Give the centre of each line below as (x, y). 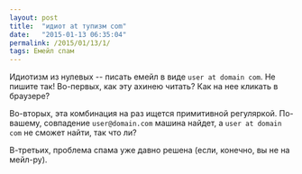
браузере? (30, 96)
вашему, (26, 124)
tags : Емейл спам (42, 51)
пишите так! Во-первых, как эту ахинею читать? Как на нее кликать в (144, 87)
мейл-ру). (28, 160)
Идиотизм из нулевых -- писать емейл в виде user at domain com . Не (142, 77)
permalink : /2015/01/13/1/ (60, 43)
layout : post (34, 18)
